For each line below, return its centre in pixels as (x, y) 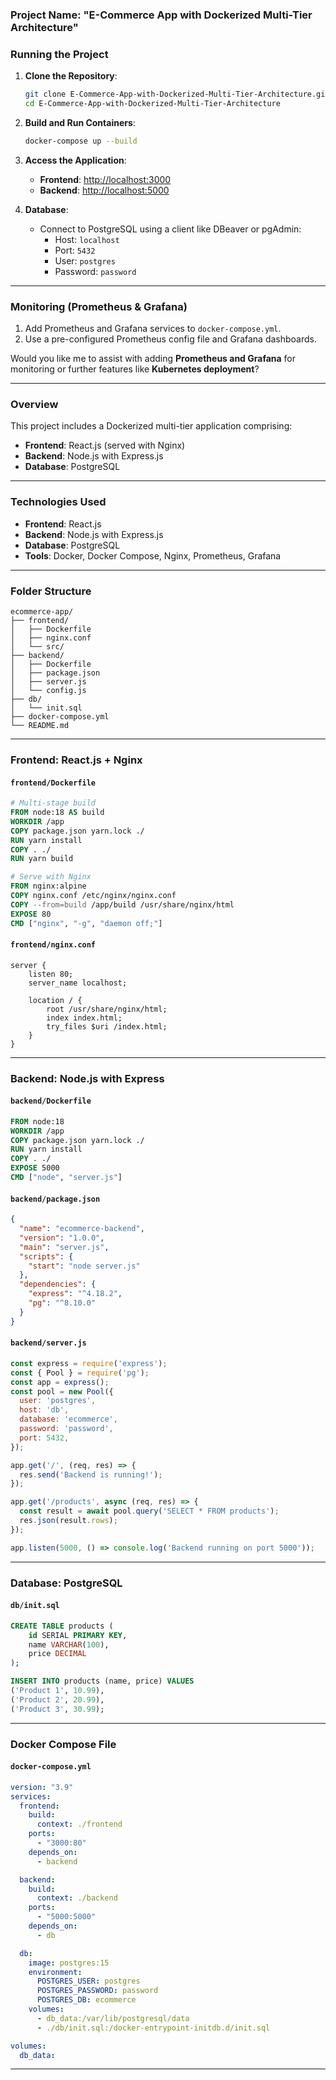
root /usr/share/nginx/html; (107, 1009)
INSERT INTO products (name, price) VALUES (102, 1681)
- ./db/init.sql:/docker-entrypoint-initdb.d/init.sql (153, 2028)
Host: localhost (87, 239)
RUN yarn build (42, 859)
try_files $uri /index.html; (107, 1026)
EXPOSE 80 (31, 914)
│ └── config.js (48, 691)
